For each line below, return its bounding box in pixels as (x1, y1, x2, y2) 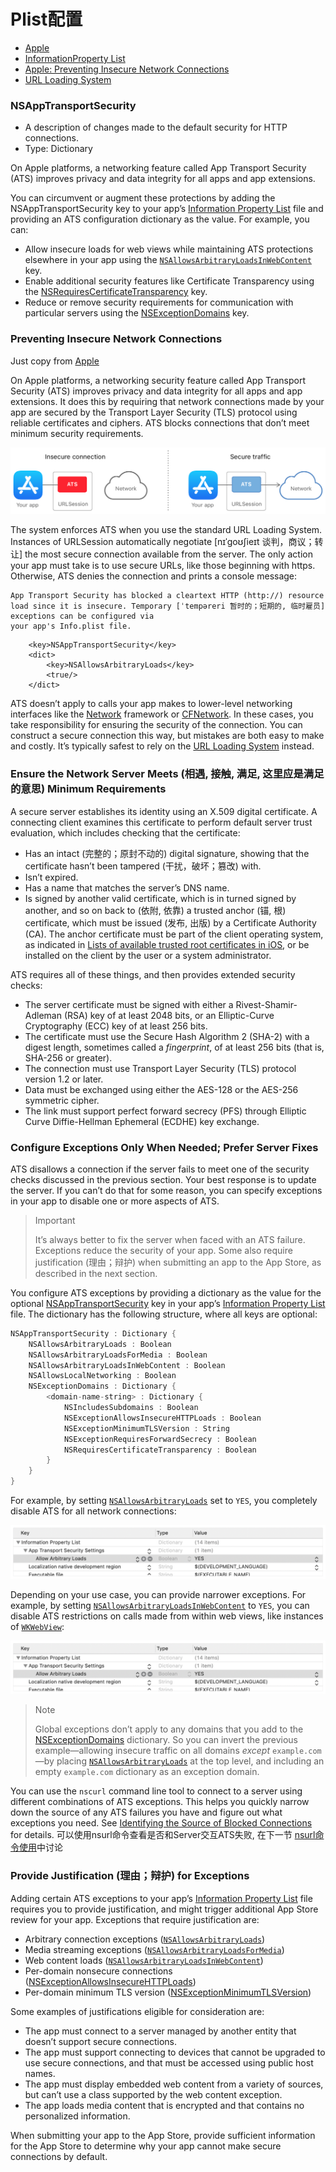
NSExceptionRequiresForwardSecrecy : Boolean (63, 1434, 257, 1444)
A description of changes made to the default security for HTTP (24, 121, 288, 134)
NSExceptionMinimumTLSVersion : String (63, 1423, 230, 1434)
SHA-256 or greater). (24, 1051, 113, 1064)
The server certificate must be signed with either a (24, 998, 234, 1010)
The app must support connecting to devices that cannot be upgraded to (24, 2046, 326, 2058)
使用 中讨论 (18, 1841, 63, 1854)
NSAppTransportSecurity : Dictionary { (10, 1328, 177, 1339)
